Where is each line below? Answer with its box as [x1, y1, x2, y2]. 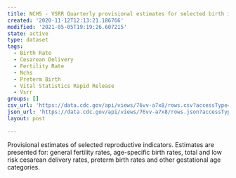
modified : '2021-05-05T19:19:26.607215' [7, 23, 128, 30]
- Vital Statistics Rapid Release [13, 82, 114, 89]
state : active [7, 30, 49, 37]
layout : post [7, 115, 46, 122]
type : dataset [7, 37, 49, 44]
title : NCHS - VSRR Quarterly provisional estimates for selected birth [7, 10, 225, 18]
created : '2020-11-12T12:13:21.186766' [7, 17, 124, 24]
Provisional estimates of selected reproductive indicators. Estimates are [7, 140, 215, 148]
